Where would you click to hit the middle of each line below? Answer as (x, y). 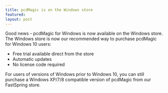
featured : (16, 15)
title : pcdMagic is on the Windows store (49, 10)
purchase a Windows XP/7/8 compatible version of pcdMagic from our (78, 80)
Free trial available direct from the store (53, 54)
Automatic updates (32, 59)
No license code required (39, 65)
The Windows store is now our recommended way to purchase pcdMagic (81, 39)
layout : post (19, 19)
